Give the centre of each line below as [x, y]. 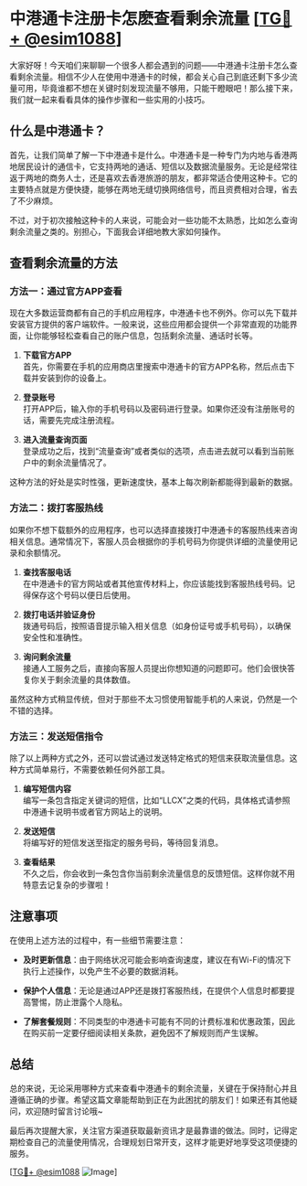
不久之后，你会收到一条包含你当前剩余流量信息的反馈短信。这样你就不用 [159, 873]
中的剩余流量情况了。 [71, 463]
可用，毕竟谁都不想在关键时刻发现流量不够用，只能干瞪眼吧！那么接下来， [157, 88]
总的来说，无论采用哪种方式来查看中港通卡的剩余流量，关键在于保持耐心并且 [153, 1088]
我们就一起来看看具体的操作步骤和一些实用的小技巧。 [110, 99]
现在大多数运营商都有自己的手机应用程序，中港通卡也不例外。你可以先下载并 [153, 313]
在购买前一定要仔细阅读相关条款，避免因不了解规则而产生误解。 [143, 1032]
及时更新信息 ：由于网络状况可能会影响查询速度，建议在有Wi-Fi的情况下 [157, 959]
